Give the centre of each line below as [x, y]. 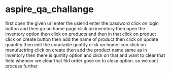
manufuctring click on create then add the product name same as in [76, 50]
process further [22, 66]
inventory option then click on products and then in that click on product [81, 34]
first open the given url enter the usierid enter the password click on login [82, 23]
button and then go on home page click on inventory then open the [75, 28]
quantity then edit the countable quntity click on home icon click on [76, 44]
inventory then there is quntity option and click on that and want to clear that [85, 55]
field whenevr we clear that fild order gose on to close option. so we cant [82, 60]
